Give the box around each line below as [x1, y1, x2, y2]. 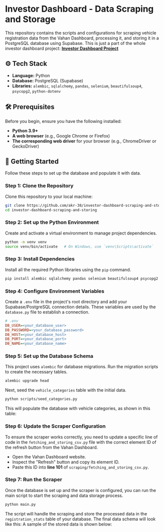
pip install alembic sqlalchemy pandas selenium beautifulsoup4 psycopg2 [5, 276, 159, 281]
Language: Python [12, 72, 50, 79]
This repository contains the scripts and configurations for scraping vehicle [5, 30, 157, 36]
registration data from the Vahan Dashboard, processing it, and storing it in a [5, 35, 159, 41]
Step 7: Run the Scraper [5, 476, 62, 483]
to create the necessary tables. [5, 369, 68, 375]
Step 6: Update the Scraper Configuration [5, 423, 106, 430]
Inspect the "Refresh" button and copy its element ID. [12, 459, 120, 465]
